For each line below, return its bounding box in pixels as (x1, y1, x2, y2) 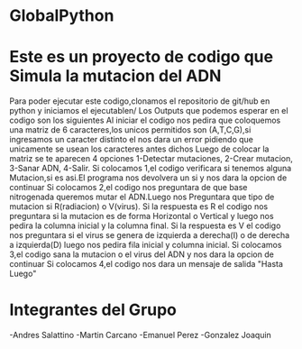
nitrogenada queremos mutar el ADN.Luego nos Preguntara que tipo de (9, 191, 275, 203)
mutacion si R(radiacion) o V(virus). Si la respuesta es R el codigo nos (9, 201, 269, 212)
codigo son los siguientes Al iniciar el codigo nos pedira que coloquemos (9, 115, 281, 126)
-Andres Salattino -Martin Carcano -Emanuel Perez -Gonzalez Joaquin (9, 330, 272, 341)
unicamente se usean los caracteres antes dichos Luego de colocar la (9, 143, 270, 154)
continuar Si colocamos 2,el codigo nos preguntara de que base (9, 182, 248, 193)
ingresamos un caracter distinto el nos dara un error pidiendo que (9, 134, 254, 145)
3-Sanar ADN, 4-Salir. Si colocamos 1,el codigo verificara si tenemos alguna (9, 163, 292, 174)
